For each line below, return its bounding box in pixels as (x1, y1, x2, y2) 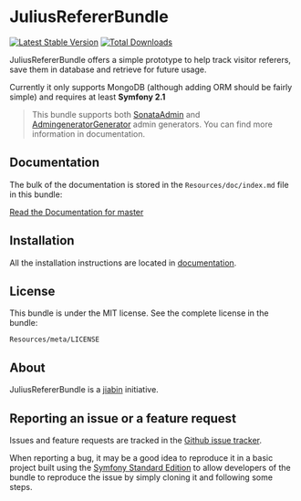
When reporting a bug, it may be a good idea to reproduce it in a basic (9, 453, 274, 463)
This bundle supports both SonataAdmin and (31, 109, 201, 120)
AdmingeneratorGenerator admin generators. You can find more (31, 119, 274, 130)
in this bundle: (9, 189, 63, 200)
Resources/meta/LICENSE (9, 335, 100, 344)
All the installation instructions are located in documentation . (9, 257, 237, 268)
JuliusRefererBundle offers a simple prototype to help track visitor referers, (9, 54, 292, 65)
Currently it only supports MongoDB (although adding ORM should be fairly (9, 81, 293, 92)
